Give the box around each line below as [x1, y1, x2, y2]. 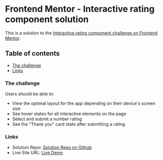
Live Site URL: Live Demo [12, 150, 63, 156]
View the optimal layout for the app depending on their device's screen [12, 100, 156, 106]
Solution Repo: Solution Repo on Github [12, 144, 92, 150]
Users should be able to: [5, 91, 55, 97]
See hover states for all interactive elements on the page [12, 111, 126, 117]
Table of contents [5, 49, 60, 58]
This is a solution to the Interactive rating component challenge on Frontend [5, 30, 158, 36]
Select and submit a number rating [12, 116, 82, 122]
